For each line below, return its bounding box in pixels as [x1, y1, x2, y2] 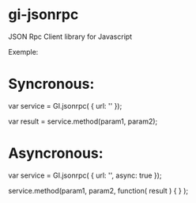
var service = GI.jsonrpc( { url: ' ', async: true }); [8, 170, 162, 180]
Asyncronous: [8, 144, 104, 163]
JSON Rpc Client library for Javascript [8, 32, 133, 41]
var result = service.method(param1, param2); [8, 117, 158, 126]
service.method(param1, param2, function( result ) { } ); [8, 186, 188, 195]
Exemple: [8, 47, 39, 56]
